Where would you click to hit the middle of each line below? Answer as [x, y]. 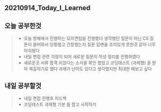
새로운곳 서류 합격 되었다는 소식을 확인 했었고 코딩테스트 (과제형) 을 [87, 63]
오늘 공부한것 [23, 26]
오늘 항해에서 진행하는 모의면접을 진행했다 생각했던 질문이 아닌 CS [86, 38]
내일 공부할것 [23, 85]
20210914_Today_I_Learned [48, 8]
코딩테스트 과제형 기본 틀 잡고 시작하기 [60, 105]
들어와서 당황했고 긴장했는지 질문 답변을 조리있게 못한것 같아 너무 [94, 45]
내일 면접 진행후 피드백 [45, 98]
